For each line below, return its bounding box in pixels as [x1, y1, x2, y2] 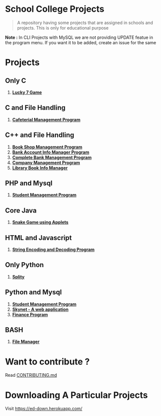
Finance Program [12, 311, 48, 317]
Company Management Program [12, 160, 80, 166]
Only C [5, 76, 26, 84]
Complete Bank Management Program [12, 154, 92, 160]
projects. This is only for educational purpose [17, 25, 109, 30]
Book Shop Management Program [12, 144, 83, 150]
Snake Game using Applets [12, 220, 69, 225]
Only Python [5, 261, 44, 269]
